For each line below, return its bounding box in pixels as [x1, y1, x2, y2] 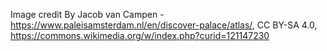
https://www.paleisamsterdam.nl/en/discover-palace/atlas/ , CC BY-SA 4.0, [10, 19, 318, 31]
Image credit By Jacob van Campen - [10, 9, 165, 20]
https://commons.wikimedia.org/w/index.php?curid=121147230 [10, 30, 270, 41]
